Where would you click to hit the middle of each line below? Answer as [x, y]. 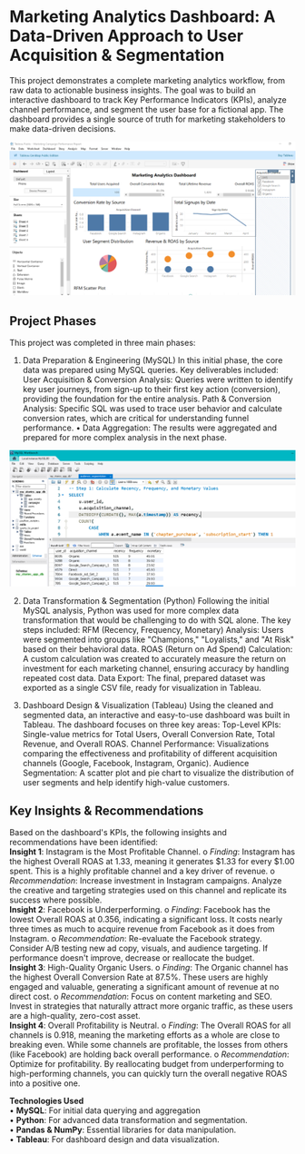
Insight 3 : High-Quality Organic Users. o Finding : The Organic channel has [149, 968]
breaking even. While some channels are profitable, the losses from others [149, 1045]
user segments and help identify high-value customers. [126, 782]
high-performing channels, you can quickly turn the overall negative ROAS [148, 1074]
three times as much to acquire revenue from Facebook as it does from [142, 929]
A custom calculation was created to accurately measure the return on [154, 658]
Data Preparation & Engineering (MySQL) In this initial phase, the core [152, 360]
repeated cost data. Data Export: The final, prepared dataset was [144, 677]
